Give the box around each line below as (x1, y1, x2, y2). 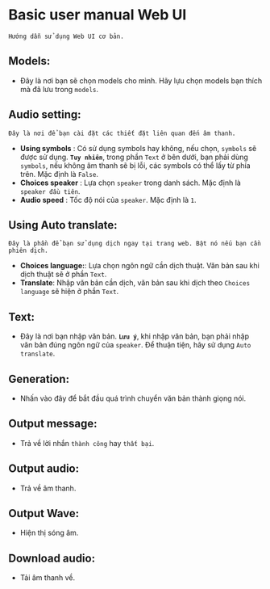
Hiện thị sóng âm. (19, 528, 79, 538)
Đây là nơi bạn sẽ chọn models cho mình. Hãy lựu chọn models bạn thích (19, 75, 263, 86)
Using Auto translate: (8, 218, 118, 232)
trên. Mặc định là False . (19, 169, 99, 179)
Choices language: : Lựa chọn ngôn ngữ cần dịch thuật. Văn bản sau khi (19, 261, 260, 271)
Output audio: (8, 462, 80, 476)
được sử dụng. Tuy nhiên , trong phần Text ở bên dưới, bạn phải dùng (19, 152, 248, 162)
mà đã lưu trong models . (19, 84, 99, 94)
